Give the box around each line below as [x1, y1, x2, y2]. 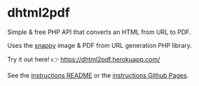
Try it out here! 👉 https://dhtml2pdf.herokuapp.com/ [7, 55, 160, 63]
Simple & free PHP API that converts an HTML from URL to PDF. [7, 28, 191, 36]
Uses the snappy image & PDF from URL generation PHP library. [7, 41, 193, 49]
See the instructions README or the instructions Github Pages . [7, 71, 189, 79]
